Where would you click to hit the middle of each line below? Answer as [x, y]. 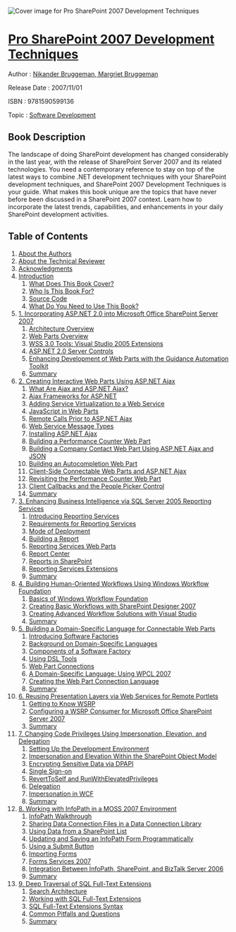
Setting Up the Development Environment [89, 748]
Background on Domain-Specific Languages [93, 643]
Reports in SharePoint [60, 561]
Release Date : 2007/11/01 [45, 88]
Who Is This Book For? [61, 291]
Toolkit [38, 366]
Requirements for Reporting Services [82, 523]
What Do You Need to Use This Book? [84, 306]
